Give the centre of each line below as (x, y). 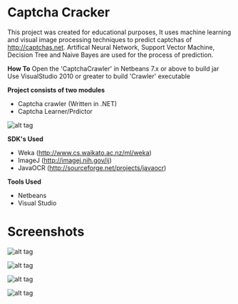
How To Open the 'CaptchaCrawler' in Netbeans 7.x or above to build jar (113, 68)
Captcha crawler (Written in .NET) (67, 103)
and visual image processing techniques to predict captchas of (100, 39)
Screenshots (46, 232)
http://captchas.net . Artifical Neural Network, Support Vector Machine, (111, 47)
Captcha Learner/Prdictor (55, 111)
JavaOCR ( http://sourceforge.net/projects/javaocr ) (92, 167)
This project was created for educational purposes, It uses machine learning (119, 32)
